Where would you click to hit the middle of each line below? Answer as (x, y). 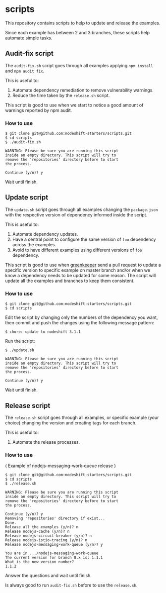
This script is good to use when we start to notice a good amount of (74, 105)
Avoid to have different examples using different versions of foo (77, 250)
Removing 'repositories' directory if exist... (55, 518)
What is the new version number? (40, 562)
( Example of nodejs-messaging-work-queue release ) (61, 466)
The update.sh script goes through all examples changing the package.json (82, 209)
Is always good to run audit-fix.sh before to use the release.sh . (71, 585)
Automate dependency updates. (45, 234)
